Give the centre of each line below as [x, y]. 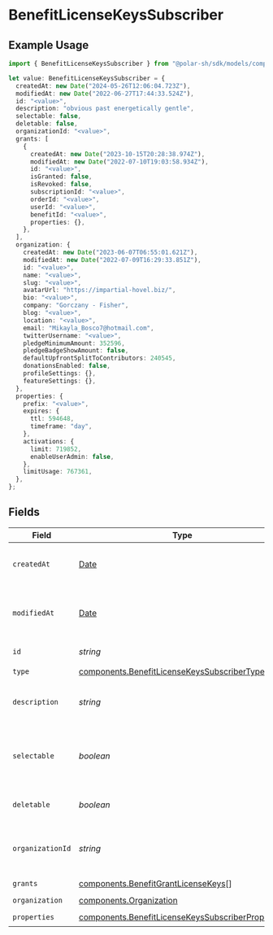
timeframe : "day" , [61, 426]
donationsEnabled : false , [67, 366]
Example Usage [49, 45]
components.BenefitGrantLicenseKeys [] [155, 884]
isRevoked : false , [61, 185]
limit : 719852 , [56, 449]
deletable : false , [47, 124]
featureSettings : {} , [59, 381]
